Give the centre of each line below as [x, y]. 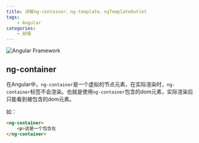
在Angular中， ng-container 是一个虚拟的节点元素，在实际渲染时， [87, 84]
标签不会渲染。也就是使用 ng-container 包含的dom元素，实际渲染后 [112, 91]
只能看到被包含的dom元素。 [41, 99]
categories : [21, 28]
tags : [13, 17]
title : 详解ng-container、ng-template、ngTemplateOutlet [77, 12]
